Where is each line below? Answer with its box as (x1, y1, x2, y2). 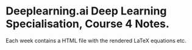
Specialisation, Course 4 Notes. (5, 17, 170, 31)
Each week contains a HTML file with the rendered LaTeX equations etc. (5, 37, 187, 44)
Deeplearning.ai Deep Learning (5, 4, 167, 18)
